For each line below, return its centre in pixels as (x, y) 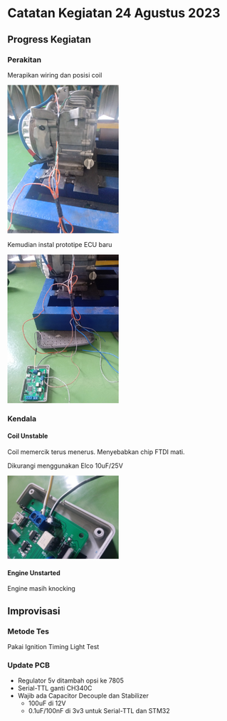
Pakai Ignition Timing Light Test (53, 647)
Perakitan (24, 60)
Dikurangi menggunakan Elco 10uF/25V (65, 465)
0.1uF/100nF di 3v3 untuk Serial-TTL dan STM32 (99, 711)
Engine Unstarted (34, 573)
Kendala (22, 419)
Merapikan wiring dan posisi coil (55, 75)
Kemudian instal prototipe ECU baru (60, 245)
